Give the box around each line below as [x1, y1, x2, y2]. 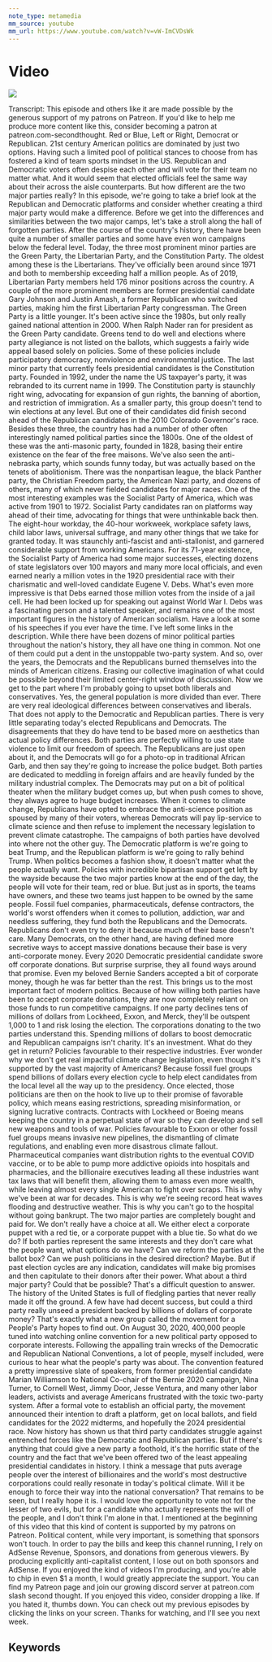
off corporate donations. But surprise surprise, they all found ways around [8, 960, 257, 970]
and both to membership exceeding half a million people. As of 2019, [8, 268, 238, 278]
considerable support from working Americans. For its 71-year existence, [8, 545, 253, 555]
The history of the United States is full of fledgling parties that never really [8, 1289, 257, 1298]
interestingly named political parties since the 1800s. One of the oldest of [8, 433, 253, 443]
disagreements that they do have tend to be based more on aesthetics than [8, 726, 260, 736]
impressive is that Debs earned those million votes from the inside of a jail [8, 588, 256, 598]
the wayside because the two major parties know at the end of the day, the [8, 874, 259, 883]
